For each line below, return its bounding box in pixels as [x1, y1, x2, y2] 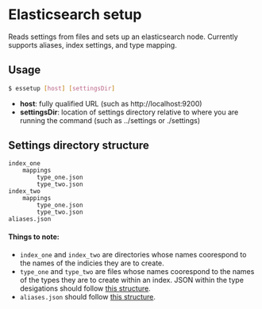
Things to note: [8, 232, 60, 241]
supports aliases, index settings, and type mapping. [8, 40, 177, 49]
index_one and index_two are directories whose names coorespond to [19, 249, 247, 259]
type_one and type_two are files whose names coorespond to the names [19, 266, 255, 276]
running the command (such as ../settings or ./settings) [19, 115, 201, 125]
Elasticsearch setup [8, 6, 142, 24]
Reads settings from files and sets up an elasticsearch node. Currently [8, 32, 238, 41]
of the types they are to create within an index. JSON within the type [19, 275, 245, 284]
